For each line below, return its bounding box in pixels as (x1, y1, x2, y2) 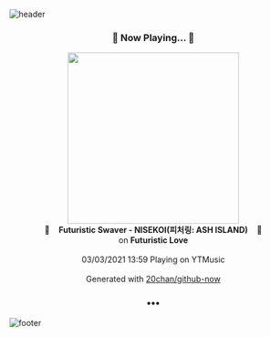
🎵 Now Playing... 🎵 (111, 31, 195, 44)
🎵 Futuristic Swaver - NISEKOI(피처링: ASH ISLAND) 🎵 (44, 225, 263, 236)
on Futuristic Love (118, 235, 189, 246)
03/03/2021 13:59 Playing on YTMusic (81, 254, 225, 265)
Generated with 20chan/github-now (86, 274, 221, 285)
